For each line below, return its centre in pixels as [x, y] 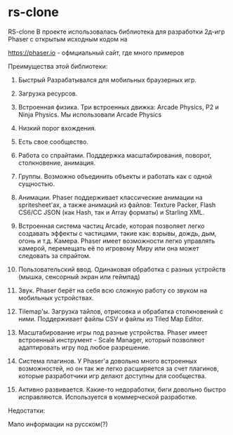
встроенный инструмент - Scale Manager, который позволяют [111, 340]
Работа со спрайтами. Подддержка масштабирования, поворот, [115, 155]
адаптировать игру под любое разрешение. [84, 347]
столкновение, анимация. [56, 163]
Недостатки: [27, 410]
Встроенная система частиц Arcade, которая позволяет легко [111, 226]
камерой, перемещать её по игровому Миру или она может [108, 248]
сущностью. [36, 184]
